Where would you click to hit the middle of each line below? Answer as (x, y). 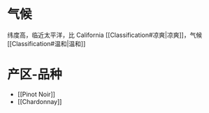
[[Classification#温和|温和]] (46, 43)
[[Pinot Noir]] (36, 94)
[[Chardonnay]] (39, 101)
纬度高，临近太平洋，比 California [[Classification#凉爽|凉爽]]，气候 (105, 35)
